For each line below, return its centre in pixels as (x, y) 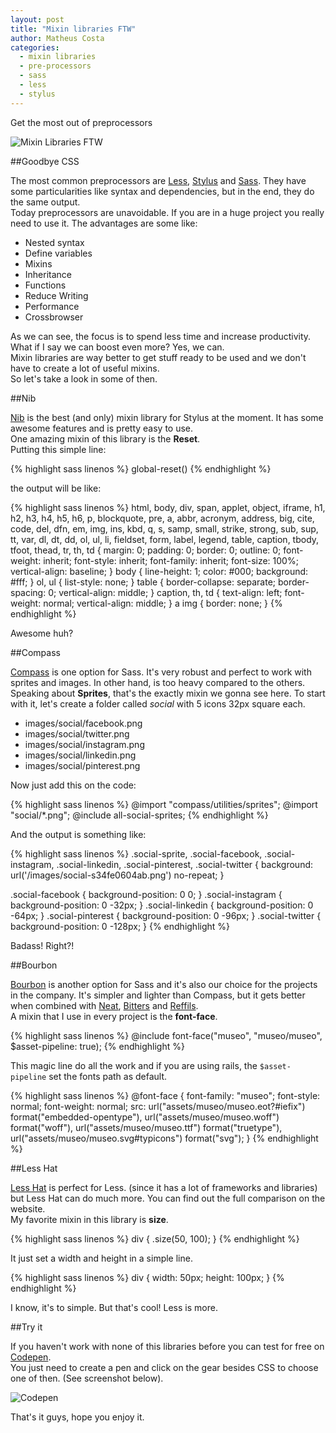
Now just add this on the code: (73, 785)
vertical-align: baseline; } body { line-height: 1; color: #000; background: (159, 571)
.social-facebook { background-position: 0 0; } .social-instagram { (146, 894)
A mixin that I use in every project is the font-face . (114, 1016)
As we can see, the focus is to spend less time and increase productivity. (161, 336)
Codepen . (31, 1357)
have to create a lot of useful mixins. (85, 368)
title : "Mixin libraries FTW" (73, 29)
